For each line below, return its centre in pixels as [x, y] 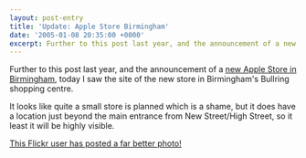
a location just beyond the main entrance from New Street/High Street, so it [151, 116]
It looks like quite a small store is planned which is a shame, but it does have [153, 107]
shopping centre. [42, 89]
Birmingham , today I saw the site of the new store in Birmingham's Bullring [149, 79]
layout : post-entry [47, 18]
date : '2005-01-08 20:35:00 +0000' [77, 35]
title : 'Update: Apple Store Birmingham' [90, 26]
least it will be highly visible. [62, 126]
